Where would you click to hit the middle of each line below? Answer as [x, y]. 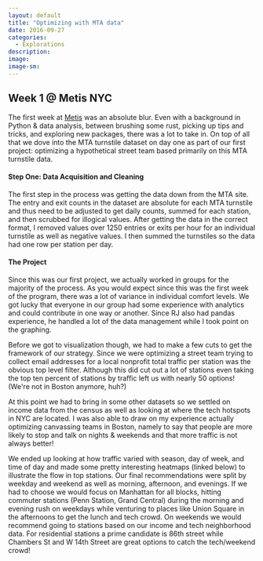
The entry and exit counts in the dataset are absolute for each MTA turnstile [130, 202]
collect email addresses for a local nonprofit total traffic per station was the [130, 361]
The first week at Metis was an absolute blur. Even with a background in [124, 117]
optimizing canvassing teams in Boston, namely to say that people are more [130, 426]
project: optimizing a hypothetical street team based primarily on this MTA [128, 151]
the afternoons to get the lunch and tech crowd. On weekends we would [125, 517]
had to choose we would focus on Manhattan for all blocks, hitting [115, 492]
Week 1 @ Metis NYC [60, 98]
